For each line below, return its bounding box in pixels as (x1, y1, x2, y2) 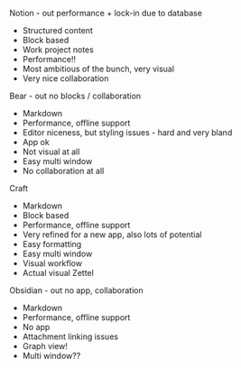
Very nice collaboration (22, 73, 109, 84)
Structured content (22, 25, 93, 35)
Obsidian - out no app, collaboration (9, 285, 144, 296)
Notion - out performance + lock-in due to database (9, 8, 203, 18)
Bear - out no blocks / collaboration (9, 90, 142, 101)
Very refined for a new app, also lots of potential (22, 229, 202, 240)
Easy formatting (22, 239, 82, 249)
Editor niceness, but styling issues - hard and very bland (22, 127, 233, 138)
